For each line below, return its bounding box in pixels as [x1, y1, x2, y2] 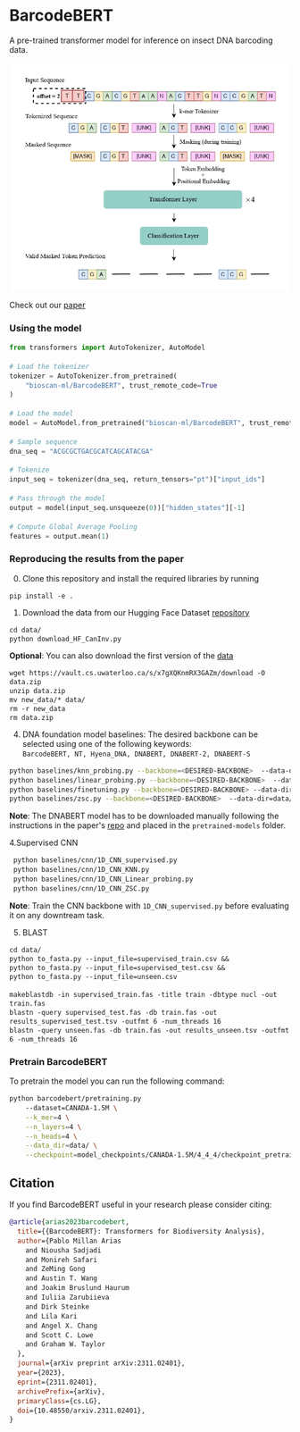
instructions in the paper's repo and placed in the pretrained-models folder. [9, 820, 286, 831]
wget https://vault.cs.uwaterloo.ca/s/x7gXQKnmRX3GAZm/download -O [9, 668, 266, 677]
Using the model [9, 322, 82, 334]
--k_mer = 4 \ [25, 1113, 70, 1122]
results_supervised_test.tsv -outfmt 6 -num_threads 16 [9, 1017, 221, 1026]
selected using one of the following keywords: [21, 738, 192, 749]
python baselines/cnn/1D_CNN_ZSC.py [12, 883, 150, 893]
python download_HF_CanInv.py [9, 634, 122, 643]
